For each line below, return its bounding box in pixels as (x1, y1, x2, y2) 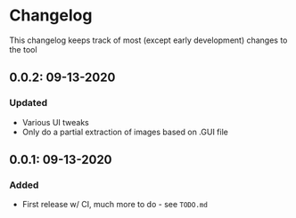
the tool (9, 44, 37, 54)
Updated (9, 97, 47, 109)
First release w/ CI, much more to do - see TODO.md (21, 199, 208, 210)
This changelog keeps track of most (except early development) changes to (9, 35, 288, 45)
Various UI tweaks (21, 117, 89, 127)
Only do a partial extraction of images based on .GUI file (21, 126, 229, 137)
